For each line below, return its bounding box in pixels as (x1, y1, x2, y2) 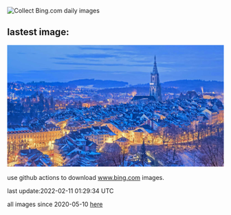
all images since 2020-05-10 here (7, 200, 103, 209)
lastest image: (7, 26, 69, 38)
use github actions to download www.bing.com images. (7, 174, 165, 182)
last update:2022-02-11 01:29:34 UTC (7, 187, 114, 195)
